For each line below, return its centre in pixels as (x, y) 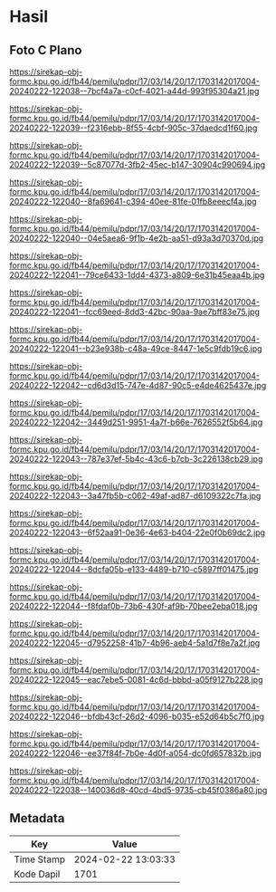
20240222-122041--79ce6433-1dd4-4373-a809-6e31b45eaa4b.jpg (137, 275)
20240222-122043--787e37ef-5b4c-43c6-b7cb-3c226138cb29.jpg (136, 459)
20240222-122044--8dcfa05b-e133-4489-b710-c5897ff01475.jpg (134, 569)
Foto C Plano (46, 50)
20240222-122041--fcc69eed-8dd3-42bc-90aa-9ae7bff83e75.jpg (134, 312)
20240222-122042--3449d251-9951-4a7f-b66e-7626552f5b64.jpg (136, 422)
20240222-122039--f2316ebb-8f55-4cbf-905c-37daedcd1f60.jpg (133, 128)
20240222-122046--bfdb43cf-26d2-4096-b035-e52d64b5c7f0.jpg (137, 716)
